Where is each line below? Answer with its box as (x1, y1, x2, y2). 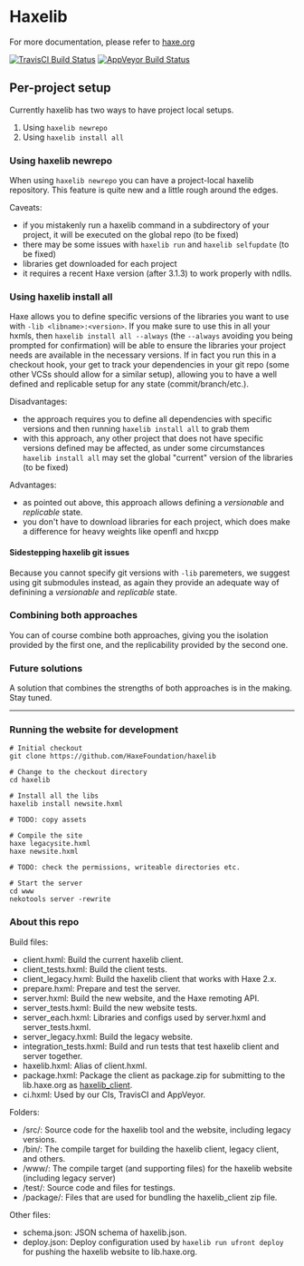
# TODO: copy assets (9, 815, 88, 825)
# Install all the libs (9, 791, 100, 800)
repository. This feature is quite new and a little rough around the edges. (9, 184, 279, 196)
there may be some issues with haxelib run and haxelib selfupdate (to (22, 239, 290, 250)
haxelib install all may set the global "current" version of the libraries (22, 452, 294, 464)
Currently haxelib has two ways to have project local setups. (9, 104, 234, 115)
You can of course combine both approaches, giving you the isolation (9, 629, 269, 641)
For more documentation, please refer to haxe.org (9, 36, 195, 47)
